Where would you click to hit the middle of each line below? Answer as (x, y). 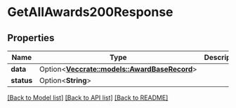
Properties (31, 38)
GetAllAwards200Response (90, 12)
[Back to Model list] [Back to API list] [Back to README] (88, 98)
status (22, 80)
